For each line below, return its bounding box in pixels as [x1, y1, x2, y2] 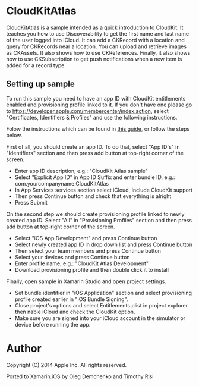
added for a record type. [6, 61, 67, 69]
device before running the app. [14, 321, 91, 328]
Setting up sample [6, 79, 75, 89]
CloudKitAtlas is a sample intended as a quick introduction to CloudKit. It [6, 24, 184, 31]
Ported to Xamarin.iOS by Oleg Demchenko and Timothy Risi [6, 373, 154, 380]
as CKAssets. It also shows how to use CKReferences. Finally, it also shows [6, 49, 191, 56]
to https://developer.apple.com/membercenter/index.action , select [6, 107, 169, 114]
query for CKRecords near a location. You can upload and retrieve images [6, 43, 187, 50]
